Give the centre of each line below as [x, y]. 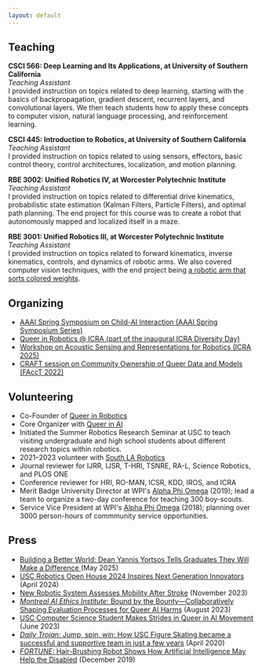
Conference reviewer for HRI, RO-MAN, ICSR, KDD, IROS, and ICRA [128, 483]
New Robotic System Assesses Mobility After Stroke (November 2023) [134, 593]
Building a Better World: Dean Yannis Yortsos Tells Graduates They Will [134, 559]
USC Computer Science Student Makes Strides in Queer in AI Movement [136, 618]
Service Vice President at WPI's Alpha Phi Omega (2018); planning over [135, 508]
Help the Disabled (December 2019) [77, 659]
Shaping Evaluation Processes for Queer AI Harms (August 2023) [125, 609]
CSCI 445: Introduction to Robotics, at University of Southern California [127, 140]
